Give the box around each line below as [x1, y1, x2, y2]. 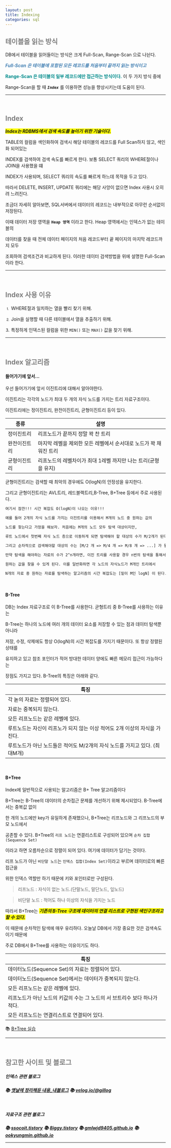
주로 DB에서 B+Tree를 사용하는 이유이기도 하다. [5, 942, 100, 948]
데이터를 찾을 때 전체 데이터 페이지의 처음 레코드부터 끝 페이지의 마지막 [5, 236, 145, 242]
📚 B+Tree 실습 [5, 1025, 36, 1032]
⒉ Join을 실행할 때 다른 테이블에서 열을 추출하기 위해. [5, 316, 112, 322]
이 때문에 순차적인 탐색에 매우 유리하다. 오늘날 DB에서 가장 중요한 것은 [5, 925, 145, 931]
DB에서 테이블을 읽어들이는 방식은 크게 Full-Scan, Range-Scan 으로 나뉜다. [5, 52, 156, 58]
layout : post [5, 7, 33, 13]
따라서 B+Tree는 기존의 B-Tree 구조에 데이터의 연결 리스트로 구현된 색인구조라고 [5, 908, 164, 914]
